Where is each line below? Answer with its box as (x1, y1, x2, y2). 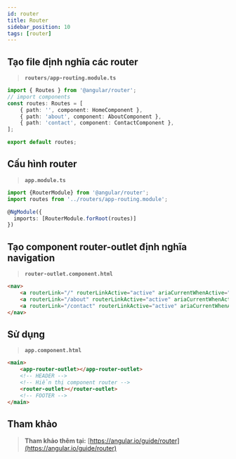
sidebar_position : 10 (7, 23, 71, 30)
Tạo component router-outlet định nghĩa (7, 240, 188, 253)
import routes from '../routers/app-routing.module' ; (7, 195, 169, 202)
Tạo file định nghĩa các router (7, 56, 138, 67)
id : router (7, 10, 39, 18)
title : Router (7, 17, 49, 24)
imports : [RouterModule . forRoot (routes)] (13, 215, 137, 222)
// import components (7, 93, 71, 101)
